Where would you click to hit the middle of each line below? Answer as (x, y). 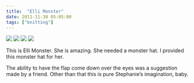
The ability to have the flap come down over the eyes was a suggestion (92, 68)
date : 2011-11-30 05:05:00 (39, 17)
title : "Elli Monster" (35, 11)
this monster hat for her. (35, 57)
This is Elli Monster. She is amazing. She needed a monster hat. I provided (95, 50)
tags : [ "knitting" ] (30, 22)
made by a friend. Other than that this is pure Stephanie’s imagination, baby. (97, 74)
